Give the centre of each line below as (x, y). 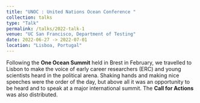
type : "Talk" (23, 23)
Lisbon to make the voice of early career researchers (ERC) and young (94, 69)
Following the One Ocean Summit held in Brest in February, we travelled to (99, 62)
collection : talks (29, 17)
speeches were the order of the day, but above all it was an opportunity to (98, 81)
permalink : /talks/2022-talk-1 (45, 29)
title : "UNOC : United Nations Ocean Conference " (71, 12)
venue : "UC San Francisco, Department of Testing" (71, 34)
